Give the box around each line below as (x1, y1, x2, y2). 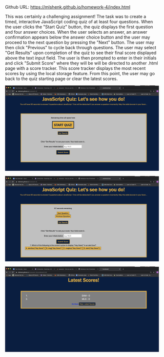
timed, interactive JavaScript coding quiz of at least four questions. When (5, 19, 153, 24)
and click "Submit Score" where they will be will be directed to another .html (5, 60, 158, 66)
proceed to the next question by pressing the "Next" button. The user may (5, 40, 155, 45)
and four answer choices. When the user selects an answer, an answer (5, 29, 147, 35)
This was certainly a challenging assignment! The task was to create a (5, 14, 146, 19)
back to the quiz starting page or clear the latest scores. (5, 76, 118, 81)
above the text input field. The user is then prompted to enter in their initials (5, 55, 157, 60)
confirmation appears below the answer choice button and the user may (5, 34, 150, 40)
